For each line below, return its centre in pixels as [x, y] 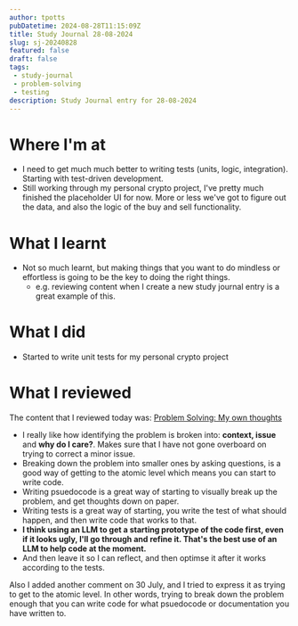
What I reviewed [70, 393]
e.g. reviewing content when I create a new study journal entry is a [157, 287]
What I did [48, 332]
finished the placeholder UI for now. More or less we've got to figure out [154, 198]
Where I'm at [58, 144]
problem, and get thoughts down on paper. [101, 501]
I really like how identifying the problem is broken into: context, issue [149, 435]
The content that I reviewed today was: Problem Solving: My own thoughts [146, 418]
